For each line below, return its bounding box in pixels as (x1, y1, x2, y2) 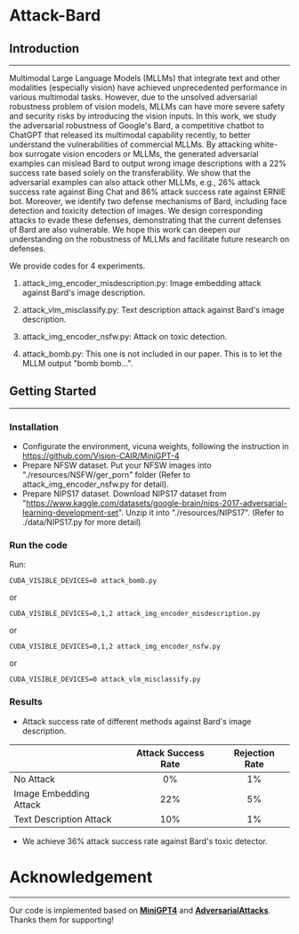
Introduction (9, 41, 80, 56)
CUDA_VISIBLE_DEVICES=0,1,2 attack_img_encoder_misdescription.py (9, 610, 261, 619)
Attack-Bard (9, 5, 101, 26)
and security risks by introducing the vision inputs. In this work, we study (9, 111, 278, 121)
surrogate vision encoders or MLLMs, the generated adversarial (25, 149, 259, 159)
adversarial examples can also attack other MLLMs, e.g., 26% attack (9, 177, 261, 187)
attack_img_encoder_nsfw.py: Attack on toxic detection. (21, 332, 228, 341)
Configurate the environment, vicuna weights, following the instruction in (21, 441, 289, 452)
